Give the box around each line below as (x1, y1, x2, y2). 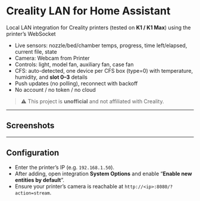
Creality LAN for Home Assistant (6, 4, 171, 18)
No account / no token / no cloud (14, 86, 96, 93)
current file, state (14, 48, 58, 55)
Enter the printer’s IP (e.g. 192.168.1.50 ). (14, 163, 115, 171)
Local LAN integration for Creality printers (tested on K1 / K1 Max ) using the (6, 24, 191, 31)
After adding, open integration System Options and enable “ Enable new (14, 170, 192, 177)
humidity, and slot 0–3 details (14, 73, 88, 81)
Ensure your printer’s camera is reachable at (14, 183, 124, 190)
